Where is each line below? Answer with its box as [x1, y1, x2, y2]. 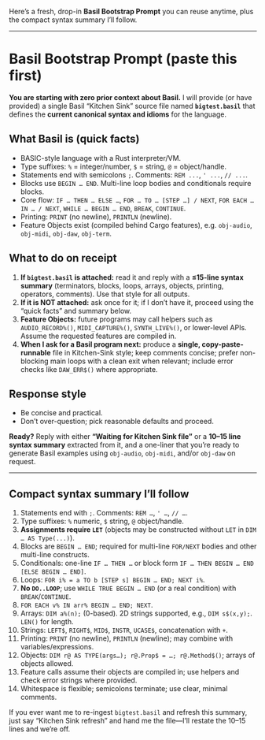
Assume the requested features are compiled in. [20, 331, 177, 340]
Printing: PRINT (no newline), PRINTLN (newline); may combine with [20, 634, 234, 643]
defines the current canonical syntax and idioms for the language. [9, 110, 227, 119]
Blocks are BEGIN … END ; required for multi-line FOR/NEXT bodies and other [20, 541, 257, 551]
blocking [20, 356, 50, 366]
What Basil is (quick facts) [9, 132, 140, 146]
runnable [20, 348, 51, 357]
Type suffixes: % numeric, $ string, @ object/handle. [20, 516, 184, 526]
